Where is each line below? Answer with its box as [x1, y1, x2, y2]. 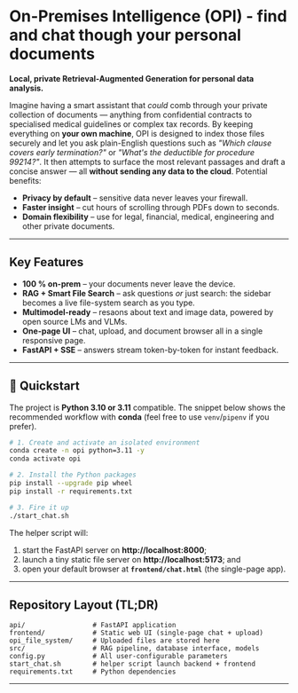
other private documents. [21, 220, 115, 232]
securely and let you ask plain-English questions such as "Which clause [9, 138, 272, 148]
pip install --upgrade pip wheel [9, 479, 133, 488]
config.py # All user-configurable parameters [9, 652, 228, 661]
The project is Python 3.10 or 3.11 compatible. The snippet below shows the [9, 402, 286, 413]
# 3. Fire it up [9, 503, 69, 512]
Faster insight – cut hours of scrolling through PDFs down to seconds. [21, 201, 279, 212]
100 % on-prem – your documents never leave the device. [21, 278, 236, 289]
